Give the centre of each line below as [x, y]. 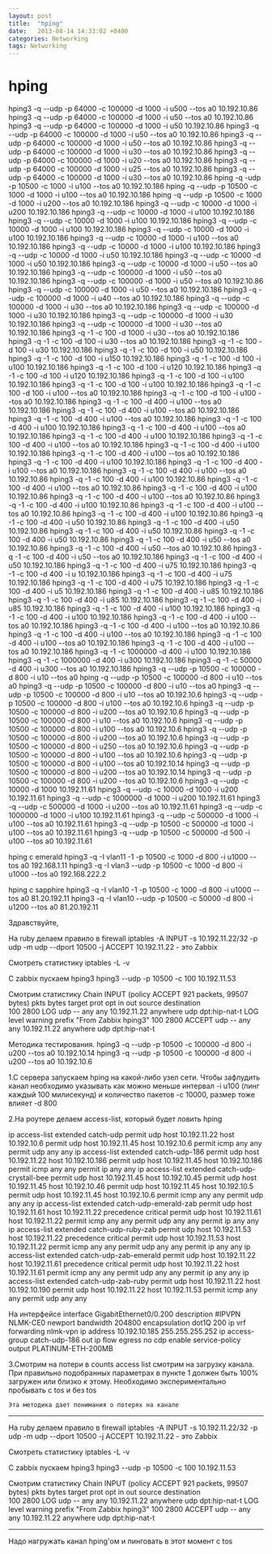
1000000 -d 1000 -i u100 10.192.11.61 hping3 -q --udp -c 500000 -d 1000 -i [134, 815]
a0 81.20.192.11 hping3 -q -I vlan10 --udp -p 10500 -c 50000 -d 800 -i [137, 899]
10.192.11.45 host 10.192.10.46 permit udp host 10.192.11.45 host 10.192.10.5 [131, 1187]
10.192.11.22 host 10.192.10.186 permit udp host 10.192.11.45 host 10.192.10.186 [136, 1161]
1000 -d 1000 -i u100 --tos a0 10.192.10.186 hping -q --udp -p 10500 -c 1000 [136, 195]
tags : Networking [38, 46]
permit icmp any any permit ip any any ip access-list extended [112, 1170]
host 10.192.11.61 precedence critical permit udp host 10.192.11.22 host [124, 1264]
